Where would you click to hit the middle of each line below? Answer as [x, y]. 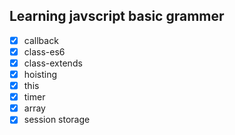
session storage [57, 120]
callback [41, 40]
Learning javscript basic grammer [117, 16]
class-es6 [44, 51]
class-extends [53, 63]
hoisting [40, 74]
